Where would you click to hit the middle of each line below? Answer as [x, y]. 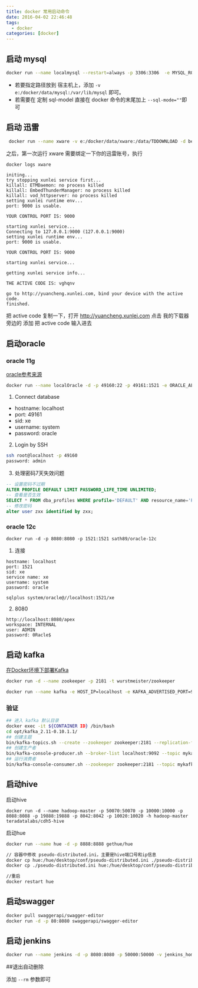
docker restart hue [30, 882]
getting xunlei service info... [46, 273]
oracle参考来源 [24, 375]
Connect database [37, 396]
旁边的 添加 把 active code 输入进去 [49, 323]
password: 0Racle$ [29, 635]
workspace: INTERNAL [32, 625]
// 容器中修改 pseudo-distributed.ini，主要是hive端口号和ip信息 [81, 855]
